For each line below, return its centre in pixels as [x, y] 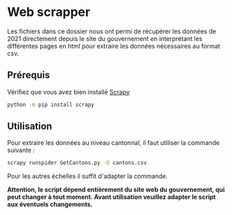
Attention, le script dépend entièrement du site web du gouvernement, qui [116, 190]
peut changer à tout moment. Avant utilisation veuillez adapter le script [111, 197]
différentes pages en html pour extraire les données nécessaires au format [114, 46]
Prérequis [29, 75]
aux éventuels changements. [50, 205]
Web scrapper [49, 12]
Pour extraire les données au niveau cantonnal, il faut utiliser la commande [114, 143]
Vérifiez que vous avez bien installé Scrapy [69, 92]
